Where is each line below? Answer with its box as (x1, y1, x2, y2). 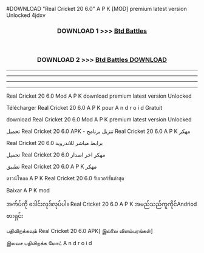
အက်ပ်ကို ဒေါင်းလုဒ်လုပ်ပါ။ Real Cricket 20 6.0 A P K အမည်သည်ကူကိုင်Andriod (6, 200, 197, 207)
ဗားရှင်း (6, 212, 24, 219)
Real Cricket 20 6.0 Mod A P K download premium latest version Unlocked (6, 92, 192, 100)
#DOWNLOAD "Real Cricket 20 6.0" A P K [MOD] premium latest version (6, 5, 187, 12)
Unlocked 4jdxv (6, 12, 46, 19)
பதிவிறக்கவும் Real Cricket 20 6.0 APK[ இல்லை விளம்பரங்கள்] (6, 227, 153, 234)
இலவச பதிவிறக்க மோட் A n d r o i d (6, 239, 92, 246)
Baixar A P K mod (6, 186, 50, 194)
